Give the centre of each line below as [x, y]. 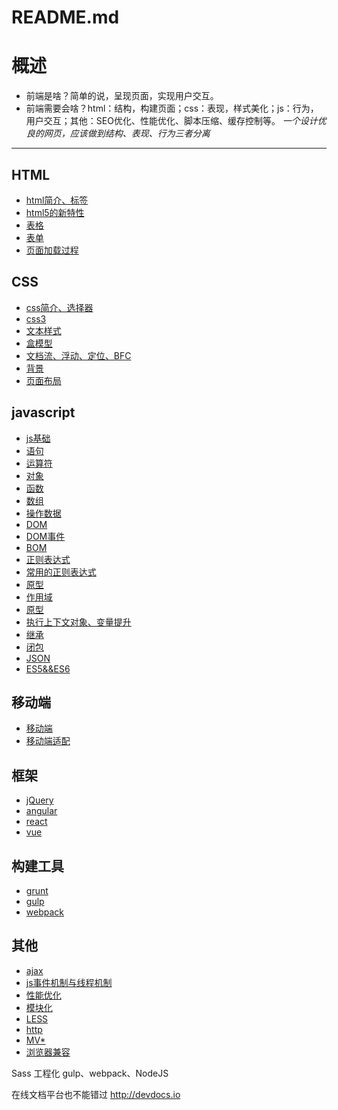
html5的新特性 [55, 212]
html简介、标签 [57, 200]
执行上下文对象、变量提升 [78, 622]
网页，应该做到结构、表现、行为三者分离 [127, 133]
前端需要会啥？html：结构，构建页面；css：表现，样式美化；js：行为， [172, 108]
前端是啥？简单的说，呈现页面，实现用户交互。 [122, 96]
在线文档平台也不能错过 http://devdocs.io [96, 1094]
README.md [65, 17]
